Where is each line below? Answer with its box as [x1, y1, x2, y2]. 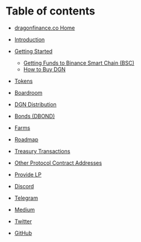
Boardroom [14, 89, 43, 96]
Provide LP [14, 171, 42, 178]
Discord [14, 182, 34, 189]
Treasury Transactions [14, 147, 70, 154]
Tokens [14, 77, 33, 84]
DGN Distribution [14, 101, 57, 108]
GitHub [14, 229, 33, 237]
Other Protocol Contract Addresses [14, 159, 102, 167]
